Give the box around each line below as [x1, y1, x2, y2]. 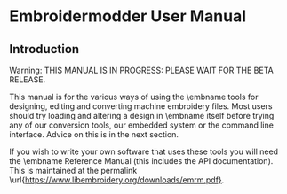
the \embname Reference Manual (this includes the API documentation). [9, 156, 274, 166]
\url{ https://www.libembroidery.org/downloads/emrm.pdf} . [9, 175, 225, 185]
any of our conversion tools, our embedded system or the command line [9, 120, 274, 130]
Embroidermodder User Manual [9, 6, 247, 27]
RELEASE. [9, 74, 46, 85]
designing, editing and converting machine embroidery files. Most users [9, 101, 273, 112]
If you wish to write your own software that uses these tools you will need [9, 146, 278, 157]
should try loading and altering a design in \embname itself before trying [9, 111, 275, 120]
